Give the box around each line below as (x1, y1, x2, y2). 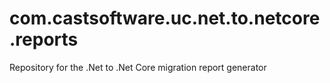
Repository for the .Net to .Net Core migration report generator (9, 61, 267, 73)
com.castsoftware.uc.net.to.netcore (9, 7, 321, 30)
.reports (9, 28, 79, 51)
